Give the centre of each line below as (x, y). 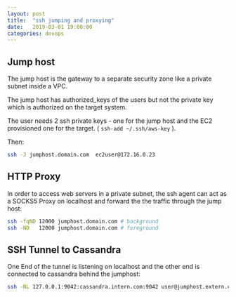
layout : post (26, 14)
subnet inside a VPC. (38, 86)
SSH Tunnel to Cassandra (64, 250)
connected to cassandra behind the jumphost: (74, 274)
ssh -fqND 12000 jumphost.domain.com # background (83, 221)
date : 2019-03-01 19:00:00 (50, 27)
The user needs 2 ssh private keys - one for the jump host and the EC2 (110, 121)
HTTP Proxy (34, 177)
